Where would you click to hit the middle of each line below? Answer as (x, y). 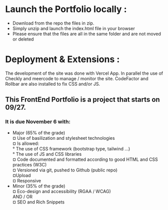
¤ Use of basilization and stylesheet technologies (64, 138)
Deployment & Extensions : (62, 59)
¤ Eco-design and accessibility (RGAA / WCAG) (62, 191)
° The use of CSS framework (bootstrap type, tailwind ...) (71, 148)
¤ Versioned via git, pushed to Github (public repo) (65, 170)
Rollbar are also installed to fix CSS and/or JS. (53, 84)
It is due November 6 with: (38, 122)
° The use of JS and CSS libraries (47, 154)
